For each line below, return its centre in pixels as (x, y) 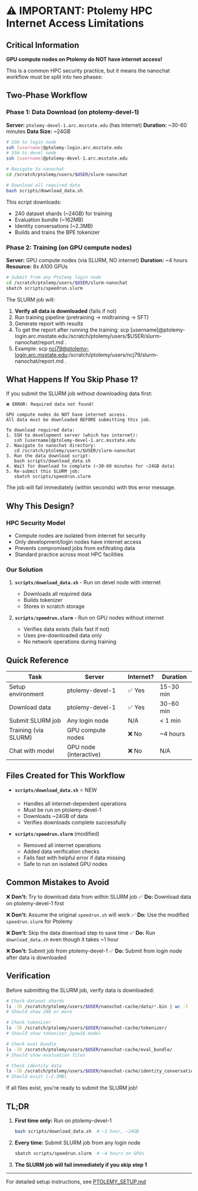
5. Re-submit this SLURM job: (43, 472)
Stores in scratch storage (54, 606)
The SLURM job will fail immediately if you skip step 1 (81, 1164)
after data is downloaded (36, 957)
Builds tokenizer (43, 600)
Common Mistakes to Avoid (58, 883)
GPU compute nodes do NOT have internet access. (67, 415)
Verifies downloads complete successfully (75, 822)
